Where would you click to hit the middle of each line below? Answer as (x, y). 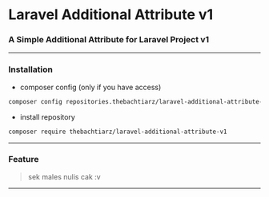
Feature (24, 160)
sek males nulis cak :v (64, 176)
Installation (31, 69)
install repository (48, 116)
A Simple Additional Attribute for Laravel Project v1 (109, 40)
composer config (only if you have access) (90, 87)
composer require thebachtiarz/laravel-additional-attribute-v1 (118, 132)
